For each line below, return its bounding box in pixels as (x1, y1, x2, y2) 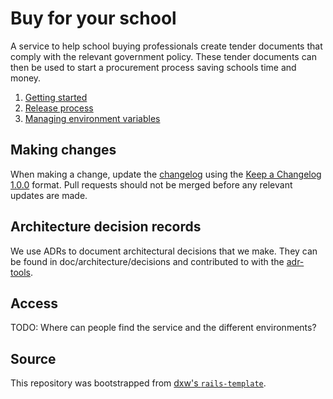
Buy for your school (10, 7, 177, 30)
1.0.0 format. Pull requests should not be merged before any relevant (10, 178, 293, 191)
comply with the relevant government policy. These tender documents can (10, 50, 317, 62)
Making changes (10, 142, 117, 159)
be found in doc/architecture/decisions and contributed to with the (10, 255, 285, 267)
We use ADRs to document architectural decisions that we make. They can (10, 245, 318, 257)
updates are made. (10, 189, 88, 201)
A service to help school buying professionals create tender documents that (10, 40, 323, 52)
